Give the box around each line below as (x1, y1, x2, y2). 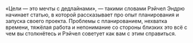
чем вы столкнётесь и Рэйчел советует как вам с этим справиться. (5, 30, 177, 37)
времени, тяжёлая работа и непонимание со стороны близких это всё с (5, 24, 188, 31)
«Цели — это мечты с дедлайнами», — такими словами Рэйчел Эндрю (5, 5, 185, 12)
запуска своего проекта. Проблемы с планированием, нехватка (5, 18, 168, 24)
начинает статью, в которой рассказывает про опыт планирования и (5, 11, 179, 18)
